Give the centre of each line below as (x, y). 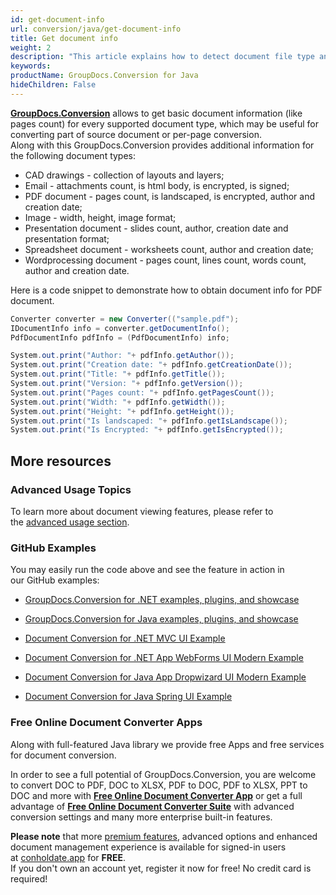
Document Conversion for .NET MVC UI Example (125, 638)
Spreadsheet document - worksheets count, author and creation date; (169, 249)
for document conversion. (63, 755)
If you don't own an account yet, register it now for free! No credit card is (161, 868)
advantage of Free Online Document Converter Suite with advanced (152, 806)
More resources (61, 461)
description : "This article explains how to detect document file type (162, 57)
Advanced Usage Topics (71, 489)
